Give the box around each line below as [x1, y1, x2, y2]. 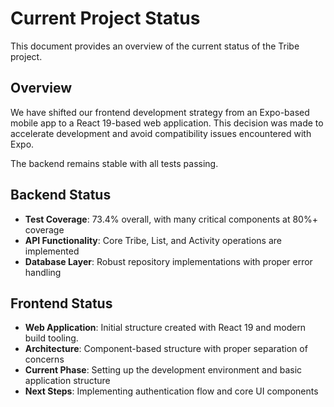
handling [24, 266, 62, 278]
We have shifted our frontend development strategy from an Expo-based [10, 106, 310, 118]
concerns [24, 353, 65, 366]
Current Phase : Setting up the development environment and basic [24, 364, 303, 376]
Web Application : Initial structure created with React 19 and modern [24, 322, 307, 334]
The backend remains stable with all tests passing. [10, 157, 219, 169]
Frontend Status [10, 295, 113, 312]
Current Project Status [10, 7, 201, 30]
